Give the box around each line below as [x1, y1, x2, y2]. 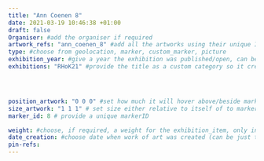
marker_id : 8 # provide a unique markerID [8, 112, 149, 120]
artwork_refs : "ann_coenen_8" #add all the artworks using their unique [8, 41, 251, 49]
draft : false [8, 26, 51, 34]
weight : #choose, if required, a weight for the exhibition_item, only [8, 126, 247, 134]
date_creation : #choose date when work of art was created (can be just [8, 134, 251, 141]
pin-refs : [8, 141, 41, 149]
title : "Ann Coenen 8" [8, 11, 82, 20]
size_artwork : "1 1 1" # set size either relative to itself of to [8, 104, 234, 112]
